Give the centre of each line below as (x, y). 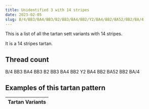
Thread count (27, 60)
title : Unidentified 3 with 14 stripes (47, 10)
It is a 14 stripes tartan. (29, 44)
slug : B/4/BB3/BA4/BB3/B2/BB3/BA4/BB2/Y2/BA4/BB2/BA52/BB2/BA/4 (74, 19)
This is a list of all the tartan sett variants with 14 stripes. (64, 34)
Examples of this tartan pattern (55, 87)
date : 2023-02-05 (24, 15)
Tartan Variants (27, 102)
